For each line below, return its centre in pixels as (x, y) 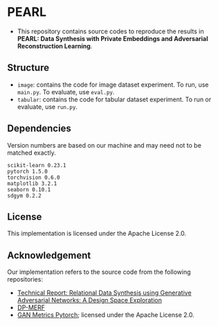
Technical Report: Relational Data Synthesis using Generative (104, 293)
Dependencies (39, 129)
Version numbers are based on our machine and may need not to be (105, 145)
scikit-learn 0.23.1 (37, 165)
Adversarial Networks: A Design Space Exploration (90, 300)
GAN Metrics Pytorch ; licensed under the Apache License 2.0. (106, 315)
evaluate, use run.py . (47, 106)
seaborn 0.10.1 (29, 189)
